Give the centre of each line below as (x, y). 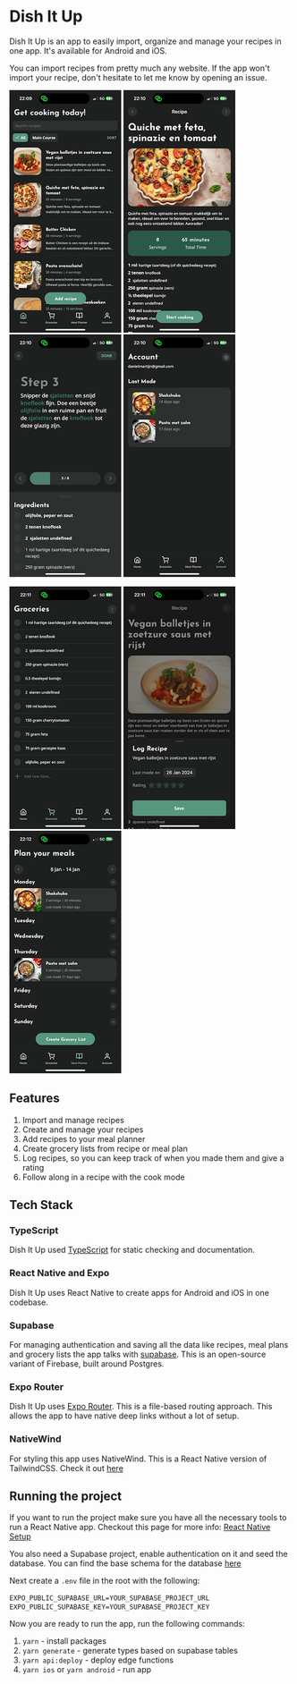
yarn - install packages (64, 1641)
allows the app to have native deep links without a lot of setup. (124, 1416)
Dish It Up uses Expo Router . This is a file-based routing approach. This (141, 1407)
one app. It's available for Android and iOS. (88, 50)
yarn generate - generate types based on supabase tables (130, 1651)
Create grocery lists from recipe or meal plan (105, 1148)
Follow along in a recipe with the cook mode (103, 1177)
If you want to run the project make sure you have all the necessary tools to (148, 1518)
